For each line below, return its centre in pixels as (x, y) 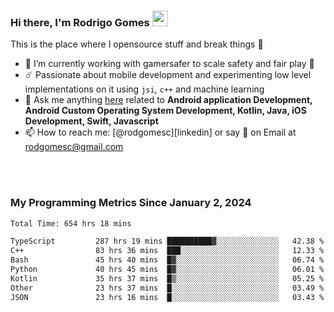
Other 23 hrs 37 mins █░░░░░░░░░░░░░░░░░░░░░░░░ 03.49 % (167, 288)
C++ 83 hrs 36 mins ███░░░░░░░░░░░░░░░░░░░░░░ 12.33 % (167, 251)
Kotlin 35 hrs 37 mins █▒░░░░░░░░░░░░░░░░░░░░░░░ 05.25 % (167, 278)
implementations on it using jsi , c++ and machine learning (144, 89)
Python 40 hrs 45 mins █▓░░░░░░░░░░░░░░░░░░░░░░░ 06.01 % (167, 270)
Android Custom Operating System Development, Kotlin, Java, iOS (165, 111)
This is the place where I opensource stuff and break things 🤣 (137, 44)
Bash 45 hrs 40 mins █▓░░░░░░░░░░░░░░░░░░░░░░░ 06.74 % (167, 260)
